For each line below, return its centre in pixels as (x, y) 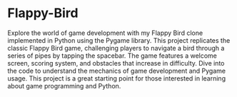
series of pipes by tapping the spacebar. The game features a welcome (112, 56)
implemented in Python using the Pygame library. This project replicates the (119, 40)
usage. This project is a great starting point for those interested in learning (117, 78)
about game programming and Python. (64, 86)
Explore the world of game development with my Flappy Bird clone (105, 33)
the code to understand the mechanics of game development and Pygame (117, 71)
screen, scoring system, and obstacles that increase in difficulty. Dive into (116, 63)
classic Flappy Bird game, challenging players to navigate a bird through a (116, 48)
